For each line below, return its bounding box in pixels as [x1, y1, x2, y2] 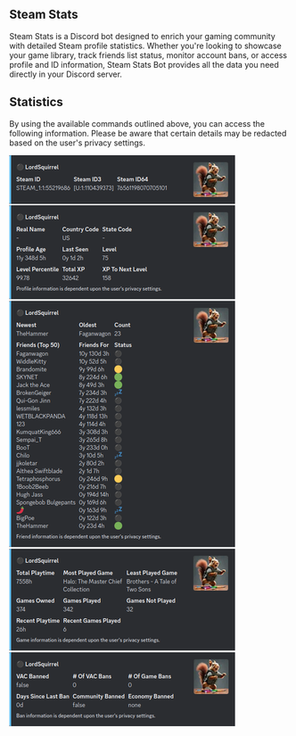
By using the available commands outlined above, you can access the [9, 118, 266, 128]
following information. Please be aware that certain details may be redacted [9, 128, 287, 138]
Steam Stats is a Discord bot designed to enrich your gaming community [9, 30, 276, 41]
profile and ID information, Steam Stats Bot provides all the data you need [9, 59, 279, 70]
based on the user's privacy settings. [9, 137, 145, 148]
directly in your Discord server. [9, 69, 123, 79]
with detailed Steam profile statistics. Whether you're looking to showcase [9, 40, 283, 51]
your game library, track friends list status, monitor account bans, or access [9, 49, 288, 61]
